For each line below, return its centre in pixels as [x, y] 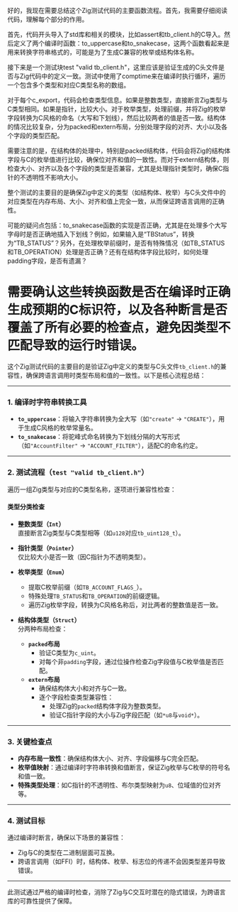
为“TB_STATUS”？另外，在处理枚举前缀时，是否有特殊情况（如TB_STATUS [116, 243]
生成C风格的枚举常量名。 [61, 428]
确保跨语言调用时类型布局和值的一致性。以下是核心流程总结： [116, 375]
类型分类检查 [26, 507]
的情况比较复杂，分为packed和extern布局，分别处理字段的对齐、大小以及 [114, 127]
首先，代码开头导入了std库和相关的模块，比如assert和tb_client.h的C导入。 [116, 34]
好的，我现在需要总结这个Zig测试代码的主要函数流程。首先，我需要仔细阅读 [118, 10]
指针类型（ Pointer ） [47, 548]
